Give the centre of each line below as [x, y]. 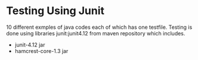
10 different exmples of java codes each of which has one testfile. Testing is [99, 27]
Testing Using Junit [55, 11]
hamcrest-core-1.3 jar [41, 51]
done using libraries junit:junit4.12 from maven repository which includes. [96, 33]
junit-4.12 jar [30, 45]
